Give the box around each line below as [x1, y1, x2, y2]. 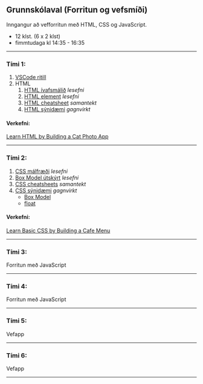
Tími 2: [6, 154, 27, 162]
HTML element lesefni [24, 93, 80, 100]
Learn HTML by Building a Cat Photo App [6, 133, 109, 140]
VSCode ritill [14, 74, 47, 81]
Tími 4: [6, 282, 28, 291]
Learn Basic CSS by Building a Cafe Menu [6, 227, 111, 234]
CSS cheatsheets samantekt [14, 180, 86, 187]
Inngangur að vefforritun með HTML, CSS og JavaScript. [6, 21, 147, 28]
